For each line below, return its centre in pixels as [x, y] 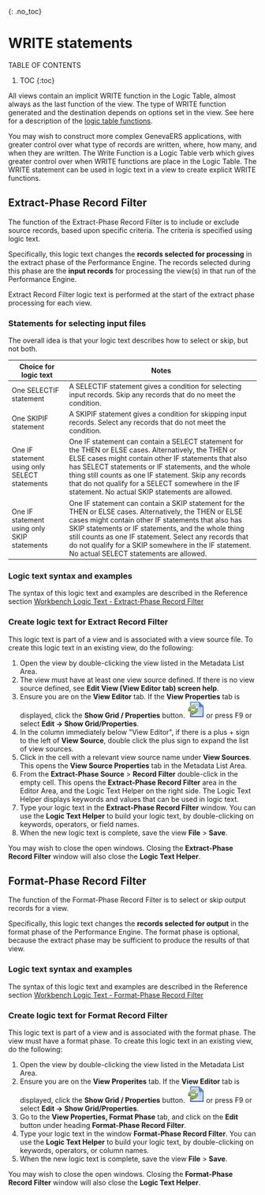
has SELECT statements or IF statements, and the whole [160, 467]
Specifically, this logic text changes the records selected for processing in [130, 254]
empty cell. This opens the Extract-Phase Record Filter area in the [128, 782]
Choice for [37, 366]
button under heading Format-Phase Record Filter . [103, 1126]
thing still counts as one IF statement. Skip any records [157, 475]
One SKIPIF [30, 418]
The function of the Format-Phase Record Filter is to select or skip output [127, 900]
